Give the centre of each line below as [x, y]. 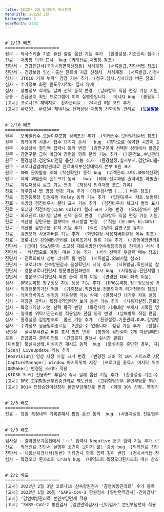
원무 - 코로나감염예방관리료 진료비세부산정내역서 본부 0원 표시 [69, 167]
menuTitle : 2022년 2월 [27, 14]
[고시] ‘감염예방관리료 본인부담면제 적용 [46, 499]
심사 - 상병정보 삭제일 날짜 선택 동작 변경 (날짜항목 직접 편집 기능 [76, 91]
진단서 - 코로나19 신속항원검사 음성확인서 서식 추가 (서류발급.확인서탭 [79, 265]
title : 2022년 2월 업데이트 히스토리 [38, 10]
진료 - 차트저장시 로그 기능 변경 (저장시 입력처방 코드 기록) [69, 185]
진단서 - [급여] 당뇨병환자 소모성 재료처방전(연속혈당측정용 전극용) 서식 [80, 246]
